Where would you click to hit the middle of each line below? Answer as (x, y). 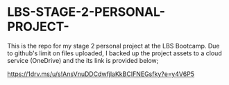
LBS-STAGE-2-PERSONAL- (86, 12)
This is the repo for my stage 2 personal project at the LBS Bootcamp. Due (113, 46)
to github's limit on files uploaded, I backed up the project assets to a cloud (114, 53)
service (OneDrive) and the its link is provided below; (83, 60)
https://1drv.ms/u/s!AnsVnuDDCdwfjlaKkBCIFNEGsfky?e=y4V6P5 (101, 74)
